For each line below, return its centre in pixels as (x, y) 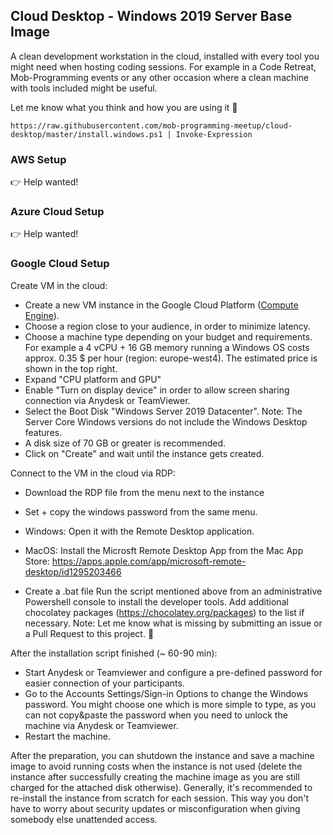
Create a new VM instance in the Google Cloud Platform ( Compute (161, 305)
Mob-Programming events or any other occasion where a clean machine (160, 77)
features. (43, 432)
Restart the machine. (67, 736)
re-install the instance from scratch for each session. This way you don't (160, 798)
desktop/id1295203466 (73, 571)
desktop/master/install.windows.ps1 (86, 134)
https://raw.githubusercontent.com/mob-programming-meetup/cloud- (151, 125)
